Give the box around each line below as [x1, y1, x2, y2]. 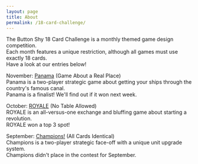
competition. [6, 42, 37, 49]
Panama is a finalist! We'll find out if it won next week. [6, 91, 137, 98]
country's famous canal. [6, 85, 66, 92]
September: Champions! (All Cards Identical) [6, 133, 115, 140]
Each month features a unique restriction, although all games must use [6, 48, 178, 55]
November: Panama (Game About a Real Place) [6, 72, 121, 80]
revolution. [6, 115, 33, 122]
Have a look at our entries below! [6, 61, 87, 68]
